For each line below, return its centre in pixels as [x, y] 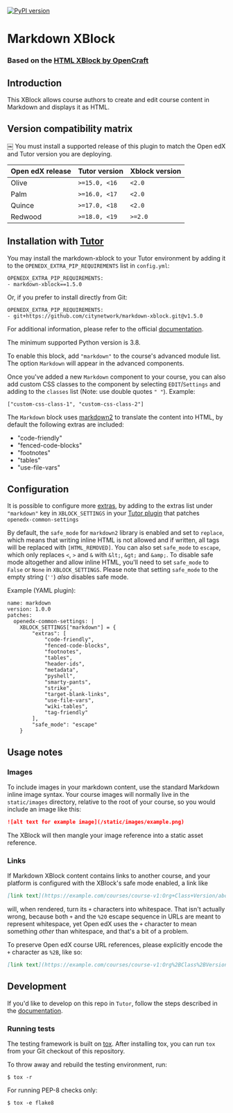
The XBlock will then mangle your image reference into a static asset [105, 835]
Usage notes [35, 752]
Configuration [38, 489]
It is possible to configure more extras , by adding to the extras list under [110, 506]
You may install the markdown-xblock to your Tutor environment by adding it [116, 258]
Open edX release [41, 171]
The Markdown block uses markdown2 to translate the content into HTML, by [115, 417]
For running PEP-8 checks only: [52, 1090]
